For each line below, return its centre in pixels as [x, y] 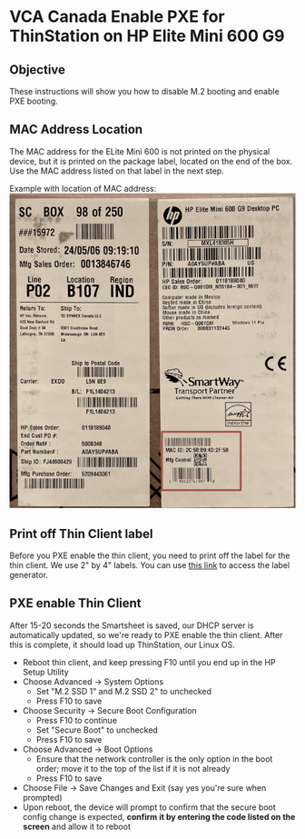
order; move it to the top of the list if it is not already [133, 768]
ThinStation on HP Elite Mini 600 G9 [147, 36]
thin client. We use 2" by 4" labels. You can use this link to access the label [150, 564]
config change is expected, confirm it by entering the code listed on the [159, 816]
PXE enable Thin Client [76, 603]
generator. [29, 574]
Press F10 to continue [77, 720]
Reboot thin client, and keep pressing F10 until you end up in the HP [149, 662]
